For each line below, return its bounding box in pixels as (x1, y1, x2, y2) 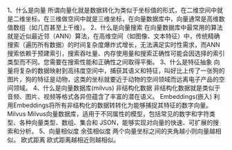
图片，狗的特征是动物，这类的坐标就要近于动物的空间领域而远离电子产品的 (7, 75, 219, 83)
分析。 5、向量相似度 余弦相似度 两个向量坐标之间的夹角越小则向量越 (19, 127, 216, 135)
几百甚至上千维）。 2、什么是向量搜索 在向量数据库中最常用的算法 (37, 24, 223, 31)
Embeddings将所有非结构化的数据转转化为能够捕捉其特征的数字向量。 (12, 101, 213, 109)
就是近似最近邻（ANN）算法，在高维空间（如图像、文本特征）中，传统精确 (7, 32, 220, 40)
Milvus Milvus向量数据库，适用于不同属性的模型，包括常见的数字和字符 (7, 110, 210, 118)
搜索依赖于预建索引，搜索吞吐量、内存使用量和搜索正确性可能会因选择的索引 (7, 49, 225, 57)
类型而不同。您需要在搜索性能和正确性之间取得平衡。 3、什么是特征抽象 (7, 58, 213, 66)
